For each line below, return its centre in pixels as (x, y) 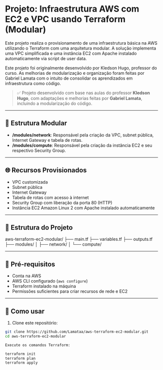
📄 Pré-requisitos (30, 264)
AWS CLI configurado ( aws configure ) (50, 281)
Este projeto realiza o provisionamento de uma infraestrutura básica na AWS (81, 43)
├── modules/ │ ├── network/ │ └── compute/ (53, 244)
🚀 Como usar (25, 311)
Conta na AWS (26, 276)
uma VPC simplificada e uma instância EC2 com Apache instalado (71, 53)
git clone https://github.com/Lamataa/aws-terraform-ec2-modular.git (77, 332)
